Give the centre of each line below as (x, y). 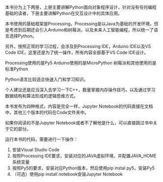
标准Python (17, 69)
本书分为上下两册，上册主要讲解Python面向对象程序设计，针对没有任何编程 (81, 7)
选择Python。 (23, 36)
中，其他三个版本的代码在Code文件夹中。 (47, 112)
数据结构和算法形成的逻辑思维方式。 (42, 96)
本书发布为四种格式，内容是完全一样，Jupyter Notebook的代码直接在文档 (79, 106)
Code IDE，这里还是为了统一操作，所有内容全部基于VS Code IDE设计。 (77, 52)
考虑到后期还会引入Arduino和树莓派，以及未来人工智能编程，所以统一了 (81, 30)
